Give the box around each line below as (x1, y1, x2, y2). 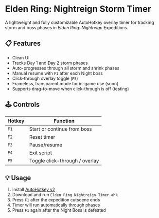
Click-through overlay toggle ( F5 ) (12, 75, 78, 81)
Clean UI (12, 54, 30, 60)
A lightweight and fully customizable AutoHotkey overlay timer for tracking (5, 19, 154, 25)
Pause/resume (29, 141, 63, 148)
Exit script (29, 149, 52, 156)
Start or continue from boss (29, 126, 92, 132)
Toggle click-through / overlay (29, 157, 99, 164)
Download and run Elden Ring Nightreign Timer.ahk (12, 192, 118, 198)
